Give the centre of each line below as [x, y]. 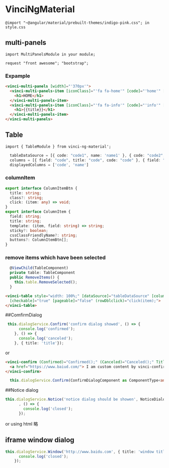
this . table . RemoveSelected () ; [46, 282]
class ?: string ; [27, 198]
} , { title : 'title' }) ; [39, 343]
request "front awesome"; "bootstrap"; [47, 63]
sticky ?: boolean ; [29, 230]
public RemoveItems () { [34, 277]
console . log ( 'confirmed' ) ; [47, 329]
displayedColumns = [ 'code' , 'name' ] [49, 165]
